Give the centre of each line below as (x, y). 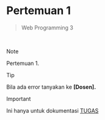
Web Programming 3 (47, 28)
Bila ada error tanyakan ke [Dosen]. (51, 87)
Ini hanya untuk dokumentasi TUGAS (52, 110)
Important (19, 99)
